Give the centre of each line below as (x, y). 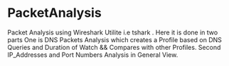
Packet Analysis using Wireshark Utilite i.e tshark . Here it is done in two (113, 32)
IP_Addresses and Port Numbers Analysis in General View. (93, 55)
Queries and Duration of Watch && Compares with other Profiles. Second (114, 47)
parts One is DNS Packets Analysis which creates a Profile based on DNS (115, 39)
